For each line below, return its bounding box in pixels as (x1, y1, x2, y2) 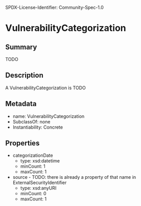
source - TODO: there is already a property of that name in (12, 174, 136, 180)
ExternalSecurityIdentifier (12, 179, 67, 186)
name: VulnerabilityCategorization (12, 113, 85, 119)
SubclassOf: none (12, 118, 51, 125)
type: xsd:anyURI (20, 185, 57, 191)
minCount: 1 (20, 163, 45, 170)
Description (5, 71, 43, 80)
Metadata (5, 99, 37, 108)
